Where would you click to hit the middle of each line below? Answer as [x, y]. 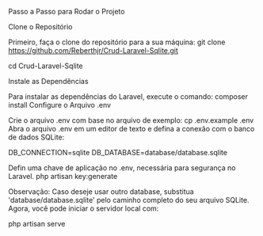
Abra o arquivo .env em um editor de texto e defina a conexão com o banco [131, 129]
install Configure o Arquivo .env [60, 105]
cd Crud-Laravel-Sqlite [46, 66]
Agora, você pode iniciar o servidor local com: [84, 208]
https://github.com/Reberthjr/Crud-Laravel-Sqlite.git [93, 50]
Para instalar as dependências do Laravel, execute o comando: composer [128, 97]
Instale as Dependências [48, 81]
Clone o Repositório [40, 27]
